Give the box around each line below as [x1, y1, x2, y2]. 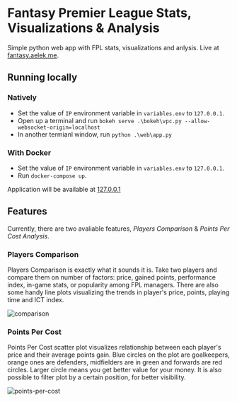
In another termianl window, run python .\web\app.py [17, 130, 172, 139]
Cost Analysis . [7, 231, 50, 240]
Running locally [7, 71, 78, 84]
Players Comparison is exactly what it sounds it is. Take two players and [7, 265, 217, 274]
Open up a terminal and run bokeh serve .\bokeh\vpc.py [17, 116, 182, 125]
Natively [7, 93, 37, 103]
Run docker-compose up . [17, 171, 87, 180]
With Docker [7, 147, 52, 157]
